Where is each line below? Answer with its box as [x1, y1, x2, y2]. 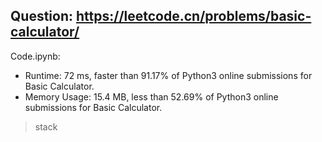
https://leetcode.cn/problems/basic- [75, 8, 312, 25]
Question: [10, 8, 74, 25]
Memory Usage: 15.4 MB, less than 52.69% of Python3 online [24, 90, 279, 103]
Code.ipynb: [10, 50, 61, 62]
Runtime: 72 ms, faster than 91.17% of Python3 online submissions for [24, 69, 313, 81]
